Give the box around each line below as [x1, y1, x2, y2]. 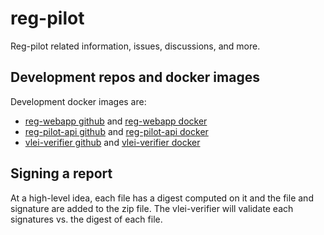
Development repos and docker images [10, 69, 260, 86]
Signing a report [10, 165, 113, 182]
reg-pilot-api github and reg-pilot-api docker [24, 125, 209, 137]
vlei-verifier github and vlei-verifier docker [24, 136, 201, 148]
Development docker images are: [10, 95, 147, 107]
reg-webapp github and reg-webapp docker [24, 115, 208, 127]
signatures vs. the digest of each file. [10, 213, 163, 225]
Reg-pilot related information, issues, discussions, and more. [10, 40, 261, 52]
